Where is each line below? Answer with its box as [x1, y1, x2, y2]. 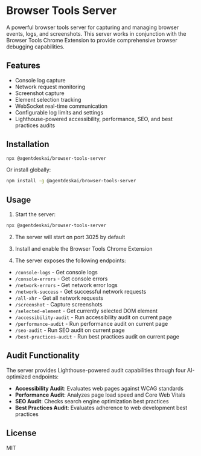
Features [6, 61, 40, 71]
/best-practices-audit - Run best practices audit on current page [14, 333, 180, 340]
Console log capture [14, 76, 66, 84]
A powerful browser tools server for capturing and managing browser [6, 24, 179, 31]
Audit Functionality [6, 351, 80, 361]
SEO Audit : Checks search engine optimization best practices [14, 397, 169, 405]
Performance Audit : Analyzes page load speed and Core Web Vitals [14, 391, 186, 398]
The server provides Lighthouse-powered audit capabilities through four [6, 366, 186, 374]
